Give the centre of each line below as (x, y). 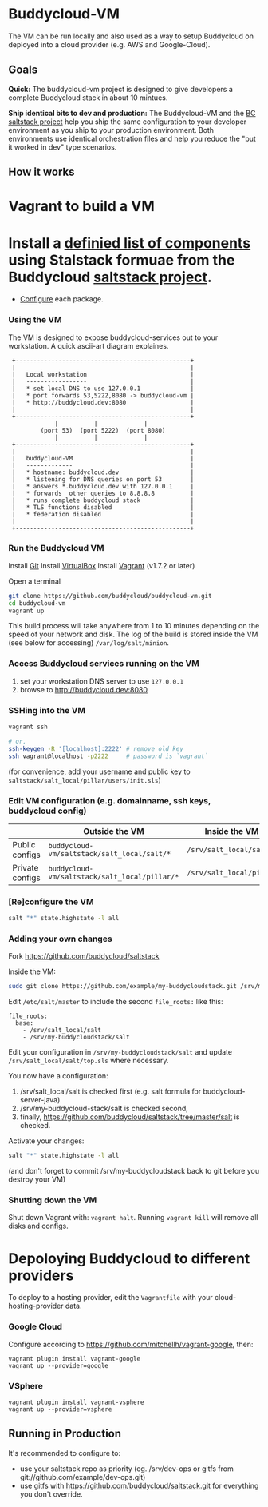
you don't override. (51, 1494)
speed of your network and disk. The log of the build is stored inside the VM (133, 634)
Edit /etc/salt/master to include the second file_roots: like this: (116, 1002)
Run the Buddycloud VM (57, 548)
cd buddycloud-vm (37, 603)
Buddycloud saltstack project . (110, 277)
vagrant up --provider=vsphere (60, 1409)
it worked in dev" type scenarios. (63, 147)
